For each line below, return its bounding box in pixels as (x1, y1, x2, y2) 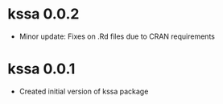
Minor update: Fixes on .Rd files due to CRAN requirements (19, 31, 215, 41)
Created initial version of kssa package (19, 86, 149, 96)
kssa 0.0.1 (7, 60, 76, 78)
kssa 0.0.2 (7, 5, 80, 23)
